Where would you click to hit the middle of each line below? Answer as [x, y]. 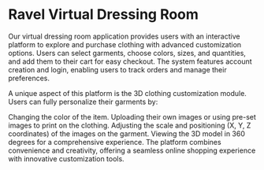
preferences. [29, 78]
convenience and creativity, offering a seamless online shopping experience [132, 150]
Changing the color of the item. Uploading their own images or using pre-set [132, 116]
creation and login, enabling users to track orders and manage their [117, 69]
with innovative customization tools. [66, 158]
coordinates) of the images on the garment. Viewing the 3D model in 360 [127, 133]
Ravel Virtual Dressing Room [104, 15]
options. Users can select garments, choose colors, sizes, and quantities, [127, 53]
